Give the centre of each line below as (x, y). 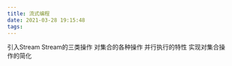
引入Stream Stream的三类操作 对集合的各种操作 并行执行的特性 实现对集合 (113, 47)
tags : (15, 26)
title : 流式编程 (28, 14)
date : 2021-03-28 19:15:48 (46, 20)
